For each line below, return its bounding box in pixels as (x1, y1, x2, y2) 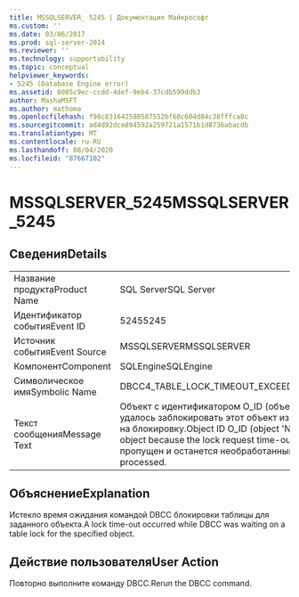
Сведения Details (9, 247, 108, 262)
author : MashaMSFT (9, 95, 77, 105)
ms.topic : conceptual (9, 63, 90, 72)
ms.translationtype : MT (9, 129, 98, 138)
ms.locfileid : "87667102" (9, 153, 105, 163)
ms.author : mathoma (9, 104, 82, 113)
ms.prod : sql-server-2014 (9, 37, 105, 47)
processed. (119, 455, 167, 468)
